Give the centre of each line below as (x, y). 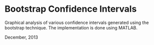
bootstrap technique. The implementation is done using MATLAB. (71, 27)
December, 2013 (21, 37)
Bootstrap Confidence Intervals (71, 9)
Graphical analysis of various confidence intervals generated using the (77, 22)
